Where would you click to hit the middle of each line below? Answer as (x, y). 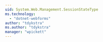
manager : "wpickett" (26, 32)
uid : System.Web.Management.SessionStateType (51, 9)
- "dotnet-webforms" (30, 18)
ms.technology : (20, 14)
